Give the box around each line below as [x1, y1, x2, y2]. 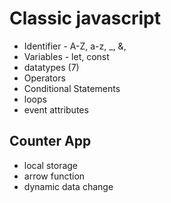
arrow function [23, 170, 86, 182]
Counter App [9, 133, 92, 150]
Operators [23, 72, 66, 84]
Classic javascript [9, 7, 161, 30]
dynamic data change [23, 180, 114, 192]
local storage [23, 159, 79, 171]
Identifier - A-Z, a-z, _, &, [23, 40, 127, 52]
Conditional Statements [23, 82, 121, 94]
